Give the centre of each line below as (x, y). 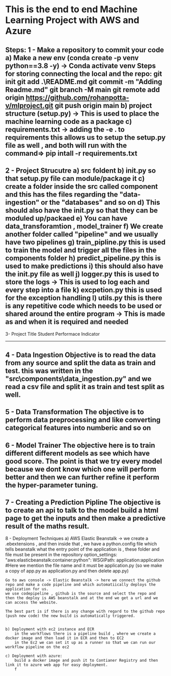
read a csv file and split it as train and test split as (85, 386)
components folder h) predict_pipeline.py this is (83, 258)
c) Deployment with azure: (34, 656)
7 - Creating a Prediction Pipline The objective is (83, 502)
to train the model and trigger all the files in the (81, 250)
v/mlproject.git (29, 105)
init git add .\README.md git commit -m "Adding (84, 82)
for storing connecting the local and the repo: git (84, 74)
